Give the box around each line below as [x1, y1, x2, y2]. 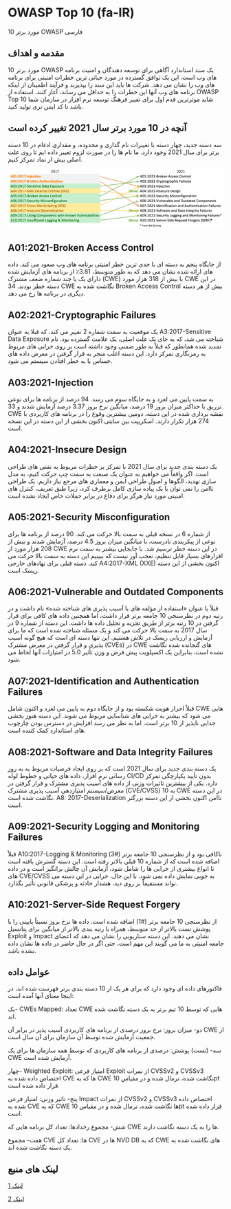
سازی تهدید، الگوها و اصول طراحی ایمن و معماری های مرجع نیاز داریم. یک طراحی [8, 476, 217, 485]
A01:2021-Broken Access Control [8, 242, 154, 254]
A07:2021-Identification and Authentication [8, 675, 199, 687]
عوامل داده [8, 966, 50, 977]
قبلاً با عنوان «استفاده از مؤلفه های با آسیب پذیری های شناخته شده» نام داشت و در [8, 604, 219, 612]
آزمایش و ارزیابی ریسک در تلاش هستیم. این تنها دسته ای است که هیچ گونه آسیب [8, 634, 212, 642]
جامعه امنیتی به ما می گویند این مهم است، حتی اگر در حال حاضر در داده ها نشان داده [8, 939, 224, 947]
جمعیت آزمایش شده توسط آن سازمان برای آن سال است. [8, 1033, 155, 1041]
